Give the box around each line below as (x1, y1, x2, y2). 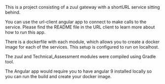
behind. (5, 9, 21, 15)
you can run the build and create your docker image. (5, 74, 112, 79)
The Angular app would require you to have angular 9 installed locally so (5, 68, 152, 74)
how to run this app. (5, 29, 46, 35)
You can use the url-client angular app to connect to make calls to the (5, 19, 147, 25)
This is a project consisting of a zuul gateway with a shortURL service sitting (5, 4, 160, 10)
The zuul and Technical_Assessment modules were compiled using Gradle (5, 54, 156, 59)
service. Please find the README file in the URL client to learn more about (5, 24, 155, 30)
